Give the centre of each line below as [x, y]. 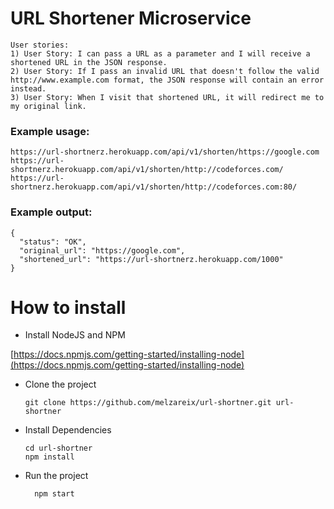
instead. [28, 88]
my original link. [48, 106]
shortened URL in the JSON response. [89, 62]
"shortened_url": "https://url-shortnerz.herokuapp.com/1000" [151, 259]
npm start [54, 494]
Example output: [51, 212]
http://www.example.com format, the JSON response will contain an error [167, 80]
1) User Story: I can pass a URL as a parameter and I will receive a [160, 53]
